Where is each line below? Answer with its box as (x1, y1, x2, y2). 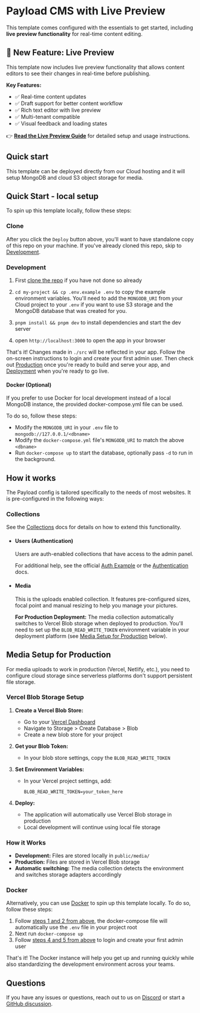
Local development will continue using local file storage (23, 823, 161, 831)
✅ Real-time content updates (14, 93, 87, 100)
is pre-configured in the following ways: (6, 495, 104, 502)
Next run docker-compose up (14, 930, 84, 937)
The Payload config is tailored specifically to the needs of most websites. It (6, 489, 191, 496)
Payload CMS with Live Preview (6, 4, 166, 18)
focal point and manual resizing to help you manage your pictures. (14, 601, 178, 609)
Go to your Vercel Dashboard (23, 718, 96, 725)
